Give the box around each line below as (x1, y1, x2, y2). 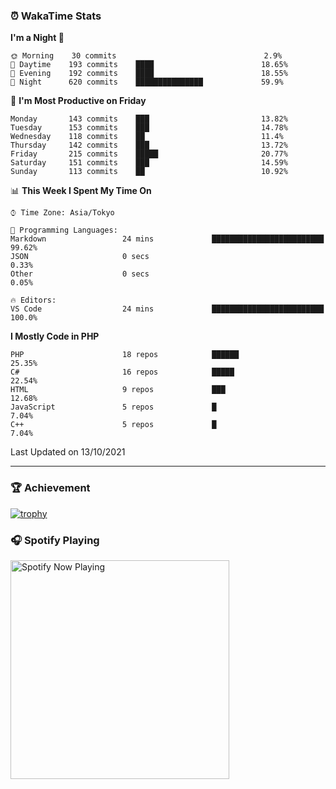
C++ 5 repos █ (10, 420, 217, 430)
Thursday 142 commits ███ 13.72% (10, 140, 288, 151)
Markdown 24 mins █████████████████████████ (10, 234, 325, 244)
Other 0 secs (10, 269, 150, 279)
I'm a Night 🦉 (10, 32, 65, 44)
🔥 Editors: (10, 295, 57, 306)
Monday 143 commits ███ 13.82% (10, 114, 288, 124)
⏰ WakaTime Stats (10, 9, 102, 23)
